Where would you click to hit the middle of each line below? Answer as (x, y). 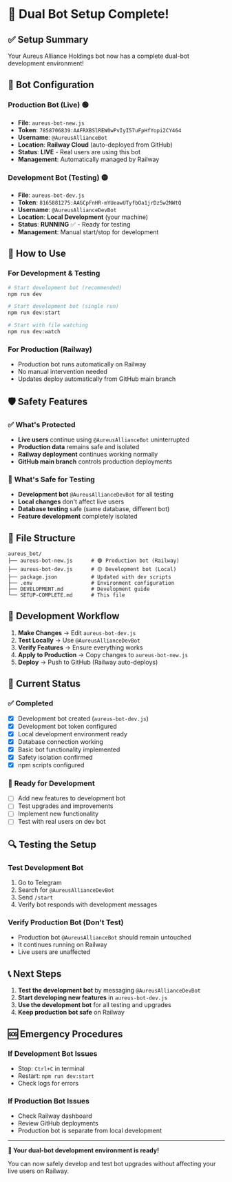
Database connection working (61, 742)
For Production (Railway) (50, 349)
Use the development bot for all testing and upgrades (94, 1005)
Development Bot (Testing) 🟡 (58, 177)
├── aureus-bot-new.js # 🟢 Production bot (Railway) (94, 561)
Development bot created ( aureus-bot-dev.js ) (83, 718)
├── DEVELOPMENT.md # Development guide (79, 589)
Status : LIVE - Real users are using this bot (79, 152)
